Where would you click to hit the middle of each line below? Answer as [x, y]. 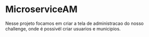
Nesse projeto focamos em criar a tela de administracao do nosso [74, 23]
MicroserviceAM [41, 9]
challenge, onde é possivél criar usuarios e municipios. [63, 28]
